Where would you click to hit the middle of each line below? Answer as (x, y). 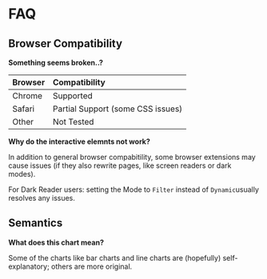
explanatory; (29, 266)
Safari (23, 109)
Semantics (36, 223)
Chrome (27, 96)
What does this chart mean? (56, 242)
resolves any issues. (42, 198)
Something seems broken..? (56, 62)
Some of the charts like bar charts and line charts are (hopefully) (115, 257)
